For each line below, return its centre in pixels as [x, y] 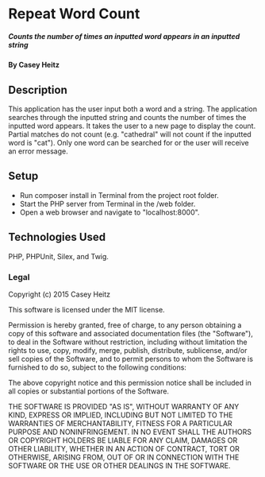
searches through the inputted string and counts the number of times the [127, 117]
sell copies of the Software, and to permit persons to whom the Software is [131, 359]
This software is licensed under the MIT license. [86, 309]
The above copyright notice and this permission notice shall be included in [130, 382]
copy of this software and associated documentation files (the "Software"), [131, 333]
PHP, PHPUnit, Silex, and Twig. [59, 256]
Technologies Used [57, 237]
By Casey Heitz [34, 65]
